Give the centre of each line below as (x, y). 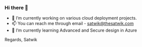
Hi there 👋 (17, 8)
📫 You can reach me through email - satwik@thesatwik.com (72, 23)
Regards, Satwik (21, 40)
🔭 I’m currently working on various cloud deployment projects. (74, 18)
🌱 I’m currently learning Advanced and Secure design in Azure (74, 30)
